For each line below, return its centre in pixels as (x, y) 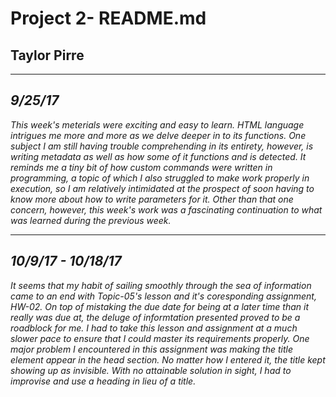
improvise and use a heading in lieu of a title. (103, 381)
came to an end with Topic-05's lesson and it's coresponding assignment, (163, 296)
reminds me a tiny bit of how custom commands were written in (141, 167)
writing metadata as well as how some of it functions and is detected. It (158, 156)
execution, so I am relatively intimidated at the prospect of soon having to (162, 188)
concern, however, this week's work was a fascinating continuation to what (166, 209)
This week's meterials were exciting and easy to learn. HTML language (157, 124)
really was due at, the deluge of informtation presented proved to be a (155, 317)
